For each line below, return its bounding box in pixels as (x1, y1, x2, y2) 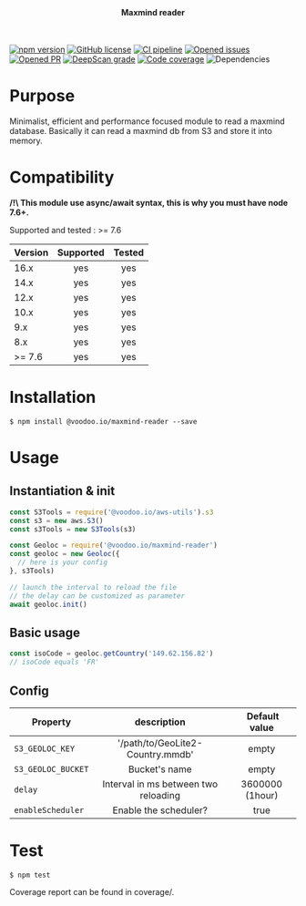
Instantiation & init (9, 483, 116, 499)
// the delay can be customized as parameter (9, 591, 185, 601)
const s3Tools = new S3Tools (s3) (9, 524, 137, 534)
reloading (139, 788, 180, 801)
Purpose (9, 86, 76, 107)
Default (246, 709, 280, 722)
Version (14, 246, 49, 259)
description (134, 716, 186, 728)
